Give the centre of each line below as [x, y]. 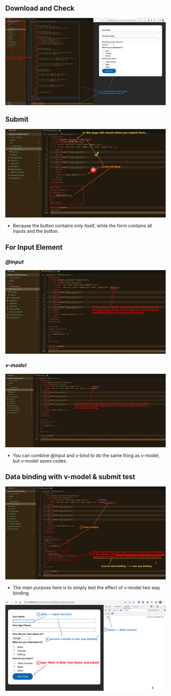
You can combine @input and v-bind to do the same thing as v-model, [86, 455]
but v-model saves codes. [40, 461]
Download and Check [40, 8]
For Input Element [34, 247]
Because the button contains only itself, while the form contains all [82, 226]
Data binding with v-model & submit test [70, 477]
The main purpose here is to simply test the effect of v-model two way [86, 588]
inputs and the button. [36, 231]
